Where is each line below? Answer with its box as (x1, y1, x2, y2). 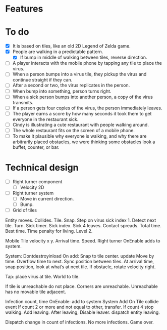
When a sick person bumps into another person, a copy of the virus (12, 94, 153, 100)
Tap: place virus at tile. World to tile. (5, 274, 80, 280)
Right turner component (12, 178, 63, 185)
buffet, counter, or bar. (12, 144, 60, 150)
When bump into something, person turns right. (12, 88, 112, 94)
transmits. (12, 99, 34, 105)
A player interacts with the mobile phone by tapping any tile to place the (12, 60, 162, 66)
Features (5, 3, 43, 15)
